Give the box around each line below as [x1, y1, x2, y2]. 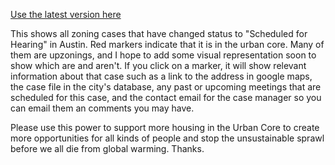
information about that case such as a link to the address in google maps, [10, 70, 313, 82]
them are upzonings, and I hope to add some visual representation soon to [10, 49, 317, 61]
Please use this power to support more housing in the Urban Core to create [10, 122, 320, 133]
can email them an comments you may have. [10, 102, 195, 114]
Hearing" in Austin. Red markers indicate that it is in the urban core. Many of [10, 39, 325, 50]
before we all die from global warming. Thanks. [10, 143, 205, 154]
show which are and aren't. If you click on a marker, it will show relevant [10, 60, 307, 71]
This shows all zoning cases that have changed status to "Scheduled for [10, 28, 308, 39]
